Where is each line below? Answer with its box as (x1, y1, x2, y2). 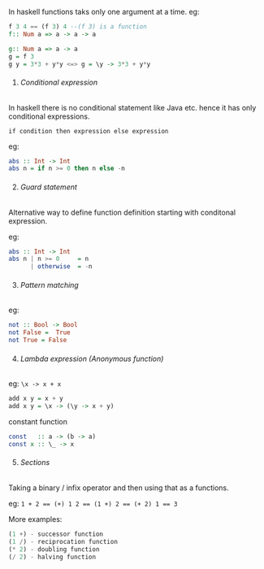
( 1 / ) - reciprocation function (8, 537, 118, 545)
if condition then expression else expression (8, 127, 169, 135)
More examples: (8, 514, 63, 523)
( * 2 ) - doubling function (8, 545, 100, 554)
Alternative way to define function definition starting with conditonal (8, 207, 236, 217)
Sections (19, 458, 50, 467)
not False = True (8, 328, 71, 337)
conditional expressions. (8, 111, 90, 121)
